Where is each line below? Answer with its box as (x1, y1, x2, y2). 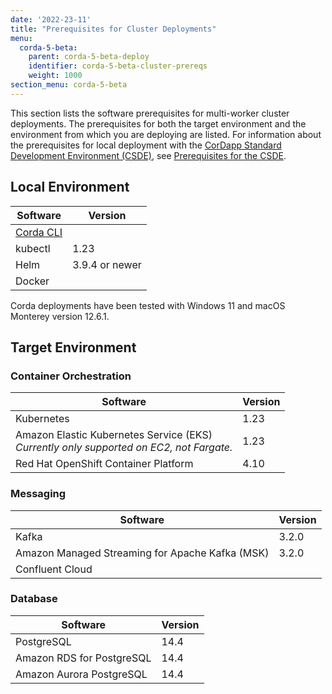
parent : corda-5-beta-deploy (28, 52, 150, 62)
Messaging (10, 487, 67, 501)
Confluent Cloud (15, 562, 93, 576)
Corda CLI (15, 225, 63, 239)
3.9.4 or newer (72, 257, 142, 271)
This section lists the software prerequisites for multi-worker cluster (10, 107, 290, 119)
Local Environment (10, 179, 130, 196)
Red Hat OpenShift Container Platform (15, 457, 194, 471)
